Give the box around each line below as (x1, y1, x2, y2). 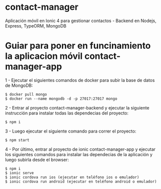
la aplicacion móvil (5, 51, 83, 62)
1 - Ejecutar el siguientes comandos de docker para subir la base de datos (5, 77, 155, 83)
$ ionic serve (5, 170, 34, 175)
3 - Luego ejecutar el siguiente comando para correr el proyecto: (5, 128, 136, 134)
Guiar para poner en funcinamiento (5, 40, 151, 52)
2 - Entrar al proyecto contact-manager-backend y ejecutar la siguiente (5, 105, 150, 110)
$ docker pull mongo (5, 92, 48, 97)
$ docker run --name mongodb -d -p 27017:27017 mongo (5, 96, 118, 101)
